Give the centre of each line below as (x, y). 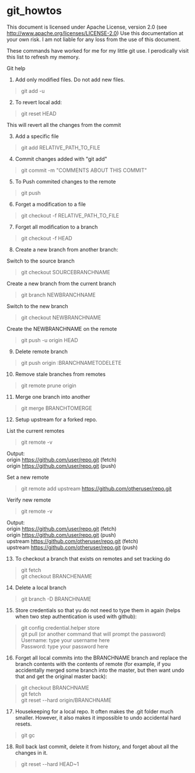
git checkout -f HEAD (46, 238)
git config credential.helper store (60, 627)
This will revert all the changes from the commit (64, 125)
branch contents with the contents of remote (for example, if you (93, 664)
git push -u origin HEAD (49, 340)
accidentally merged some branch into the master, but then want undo (100, 670)
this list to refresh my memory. (43, 57)
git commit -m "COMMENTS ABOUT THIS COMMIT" (84, 170)
